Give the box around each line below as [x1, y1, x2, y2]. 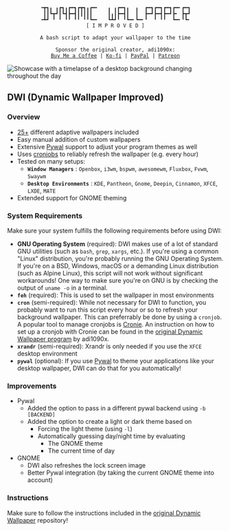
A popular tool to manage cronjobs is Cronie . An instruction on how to [16, 320, 215, 328]
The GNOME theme [47, 440, 103, 448]
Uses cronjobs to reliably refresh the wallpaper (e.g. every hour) [16, 150, 199, 158]
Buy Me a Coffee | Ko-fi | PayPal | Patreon [50, 52, 181, 59]
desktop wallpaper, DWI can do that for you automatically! [16, 364, 182, 372]
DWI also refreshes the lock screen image [27, 462, 146, 470]
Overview [7, 112, 41, 122]
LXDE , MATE [27, 186, 56, 195]
